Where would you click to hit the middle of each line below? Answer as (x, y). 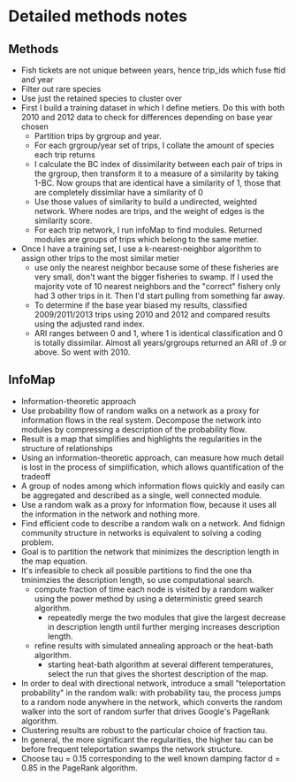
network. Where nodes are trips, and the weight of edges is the (149, 211)
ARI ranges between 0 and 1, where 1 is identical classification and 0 (159, 333)
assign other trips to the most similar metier (100, 258)
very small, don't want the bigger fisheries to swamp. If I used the (154, 277)
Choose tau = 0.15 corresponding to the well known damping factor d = (150, 758)
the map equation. (54, 561)
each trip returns (65, 155)
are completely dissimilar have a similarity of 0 (119, 192)
